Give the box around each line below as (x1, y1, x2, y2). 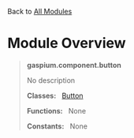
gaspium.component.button (26, 60, 121, 69)
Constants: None (26, 121, 88, 131)
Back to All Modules (7, 7, 73, 16)
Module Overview (7, 35, 127, 52)
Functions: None (26, 106, 87, 115)
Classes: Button (26, 91, 84, 100)
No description (26, 75, 76, 85)
